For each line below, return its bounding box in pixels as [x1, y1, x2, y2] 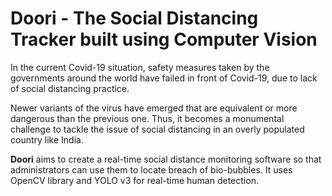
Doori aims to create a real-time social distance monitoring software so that [10, 153, 322, 165]
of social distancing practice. [10, 82, 130, 94]
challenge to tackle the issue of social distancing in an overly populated [10, 123, 305, 135]
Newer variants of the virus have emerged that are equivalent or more [10, 102, 298, 114]
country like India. [10, 133, 84, 146]
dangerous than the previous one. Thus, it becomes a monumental [10, 112, 285, 124]
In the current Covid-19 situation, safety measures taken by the [10, 61, 270, 73]
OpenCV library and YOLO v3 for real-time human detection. [10, 174, 259, 186]
